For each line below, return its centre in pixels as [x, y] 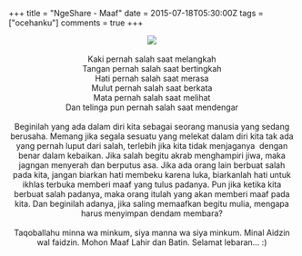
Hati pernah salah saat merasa [152, 78]
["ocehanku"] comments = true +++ [76, 23]
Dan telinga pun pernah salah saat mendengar [152, 107]
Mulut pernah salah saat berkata [152, 88]
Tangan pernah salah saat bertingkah [152, 69]
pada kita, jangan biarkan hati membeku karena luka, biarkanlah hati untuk [152, 175]
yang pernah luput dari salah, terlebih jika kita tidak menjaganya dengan [152, 146]
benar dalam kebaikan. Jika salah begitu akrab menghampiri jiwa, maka [152, 155]
